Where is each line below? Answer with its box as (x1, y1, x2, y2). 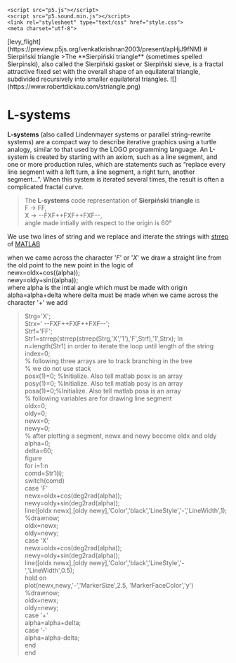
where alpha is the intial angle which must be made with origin (7, 283, 188, 291)
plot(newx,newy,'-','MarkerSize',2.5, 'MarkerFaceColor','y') (24, 581, 194, 589)
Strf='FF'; (24, 327, 53, 335)
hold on (24, 574, 47, 582)
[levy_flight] (7, 37, 41, 46)
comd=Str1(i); (24, 469, 65, 477)
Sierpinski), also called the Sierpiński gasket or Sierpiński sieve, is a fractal (7, 60, 223, 68)
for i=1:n (24, 461, 48, 469)
